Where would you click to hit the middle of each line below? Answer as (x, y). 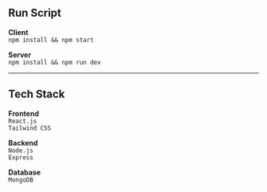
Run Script (35, 13)
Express (21, 157)
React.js (23, 121)
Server (20, 54)
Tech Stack (37, 94)
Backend (23, 143)
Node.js (21, 151)
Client (19, 32)
